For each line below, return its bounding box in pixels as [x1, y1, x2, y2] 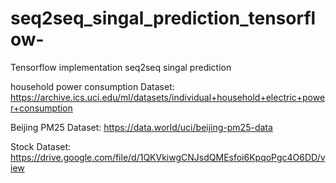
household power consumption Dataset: [10, 80, 175, 92]
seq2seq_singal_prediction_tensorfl [10, 7, 317, 30]
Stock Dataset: [10, 140, 72, 152]
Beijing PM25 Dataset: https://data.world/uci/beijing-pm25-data [10, 121, 273, 133]
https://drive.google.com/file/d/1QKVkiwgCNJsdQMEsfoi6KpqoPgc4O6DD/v [10, 151, 326, 163]
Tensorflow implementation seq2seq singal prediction [10, 61, 232, 73]
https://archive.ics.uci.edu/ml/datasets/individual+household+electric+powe [10, 91, 326, 103]
